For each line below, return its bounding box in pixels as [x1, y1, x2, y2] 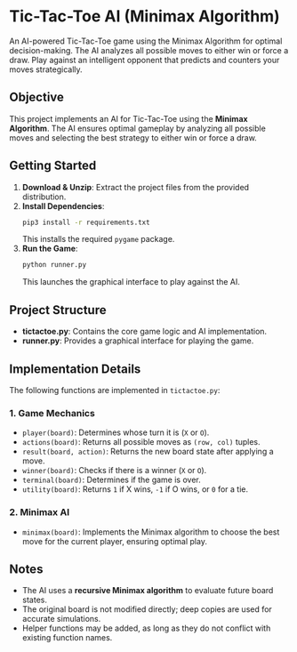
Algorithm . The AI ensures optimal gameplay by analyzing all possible [9, 123, 267, 133]
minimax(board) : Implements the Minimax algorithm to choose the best [21, 527, 280, 537]
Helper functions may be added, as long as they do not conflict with [21, 623, 271, 633]
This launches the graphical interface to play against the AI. [21, 277, 240, 287]
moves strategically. [9, 64, 83, 75]
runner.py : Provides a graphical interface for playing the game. [21, 335, 254, 346]
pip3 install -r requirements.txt [21, 218, 150, 227]
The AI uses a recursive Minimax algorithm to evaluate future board [21, 585, 274, 596]
